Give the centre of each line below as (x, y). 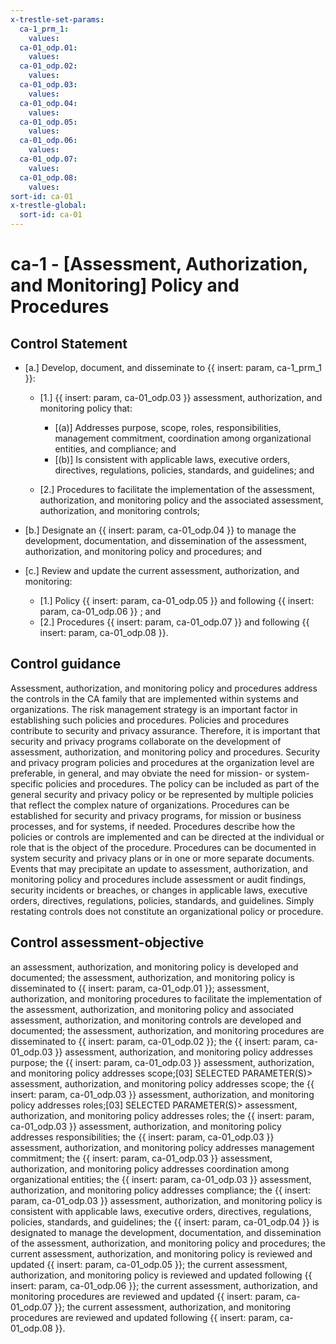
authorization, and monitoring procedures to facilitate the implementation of (166, 998)
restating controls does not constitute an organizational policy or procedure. (167, 911)
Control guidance (66, 664)
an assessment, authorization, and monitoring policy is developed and (154, 967)
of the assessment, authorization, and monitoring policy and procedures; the (168, 1243)
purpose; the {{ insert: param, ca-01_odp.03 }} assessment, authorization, (162, 1062)
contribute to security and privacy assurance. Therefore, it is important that (165, 730)
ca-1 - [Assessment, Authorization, (159, 264)
